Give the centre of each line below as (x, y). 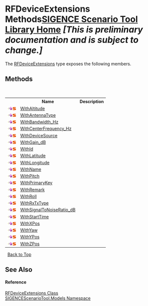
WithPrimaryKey (36, 183)
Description (92, 102)
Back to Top (19, 254)
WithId (27, 149)
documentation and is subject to (72, 40)
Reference (16, 282)
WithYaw (29, 230)
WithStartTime (34, 216)
